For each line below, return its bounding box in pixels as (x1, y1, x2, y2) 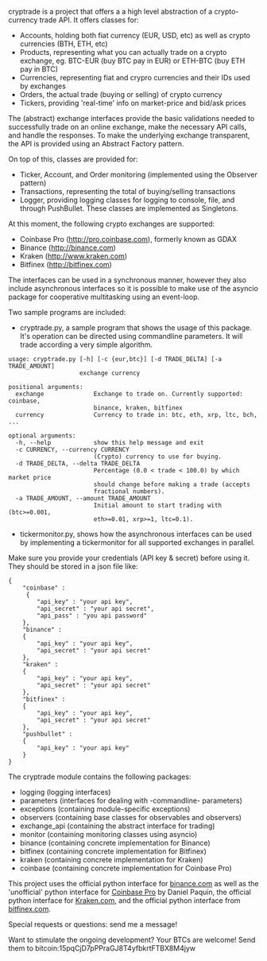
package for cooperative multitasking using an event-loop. (8, 292, 200, 302)
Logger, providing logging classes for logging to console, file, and (19, 195, 235, 204)
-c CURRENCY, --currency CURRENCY (15, 445, 130, 453)
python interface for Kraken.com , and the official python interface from (8, 896, 241, 905)
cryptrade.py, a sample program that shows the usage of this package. (19, 323, 253, 333)
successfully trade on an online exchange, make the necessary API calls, (8, 123, 247, 131)
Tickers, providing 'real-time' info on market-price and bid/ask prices (19, 99, 246, 107)
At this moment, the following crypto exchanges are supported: (8, 219, 215, 228)
